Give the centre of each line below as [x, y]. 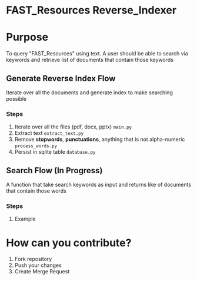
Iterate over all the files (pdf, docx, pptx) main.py [73, 127]
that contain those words [36, 191]
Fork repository [33, 259]
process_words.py [36, 146]
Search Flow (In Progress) [54, 171]
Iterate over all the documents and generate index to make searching [90, 92]
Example [25, 219]
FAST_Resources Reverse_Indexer [91, 10]
